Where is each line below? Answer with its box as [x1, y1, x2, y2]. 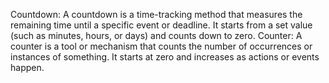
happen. [10, 62, 45, 73]
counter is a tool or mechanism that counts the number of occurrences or [10, 40, 313, 52]
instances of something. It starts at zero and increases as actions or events [10, 51, 320, 63]
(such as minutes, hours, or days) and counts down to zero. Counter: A [10, 30, 303, 41]
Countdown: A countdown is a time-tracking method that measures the [10, 9, 303, 20]
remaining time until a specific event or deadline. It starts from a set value [10, 19, 313, 31]
